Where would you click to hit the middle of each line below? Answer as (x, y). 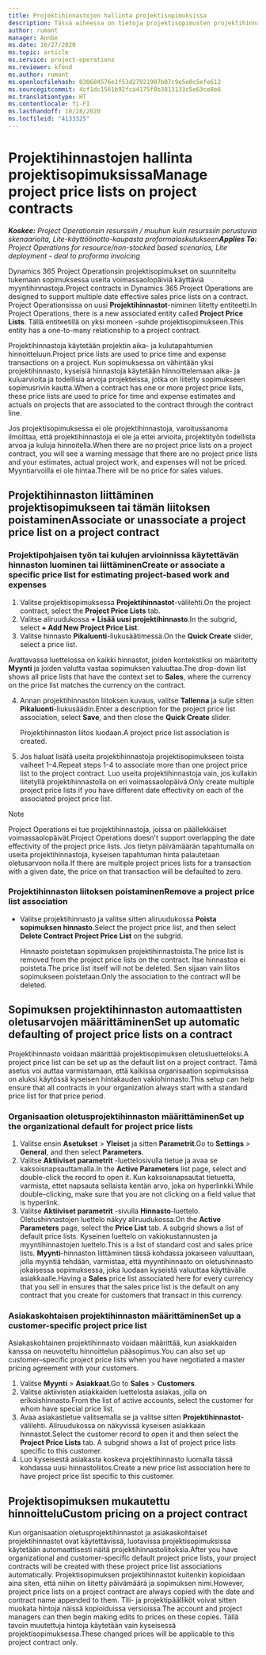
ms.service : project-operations (61, 60)
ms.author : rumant (38, 75)
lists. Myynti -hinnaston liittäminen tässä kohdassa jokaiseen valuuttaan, (137, 1253)
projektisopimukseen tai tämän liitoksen (109, 508)
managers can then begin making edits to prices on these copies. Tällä (123, 1617)
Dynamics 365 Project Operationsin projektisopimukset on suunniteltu (122, 271)
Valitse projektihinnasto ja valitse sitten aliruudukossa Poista (118, 919)
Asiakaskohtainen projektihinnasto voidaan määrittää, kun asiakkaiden (123, 1343)
